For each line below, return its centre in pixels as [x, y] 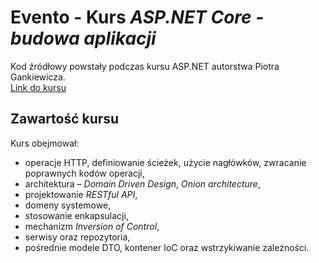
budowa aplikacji [83, 38]
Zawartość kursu [65, 119]
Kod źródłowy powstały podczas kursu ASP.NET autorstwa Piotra [145, 66]
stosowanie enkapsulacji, [76, 215]
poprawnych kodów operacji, [84, 173]
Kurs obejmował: [45, 143]
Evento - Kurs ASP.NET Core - [137, 17]
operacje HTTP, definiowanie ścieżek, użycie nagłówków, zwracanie [165, 162]
